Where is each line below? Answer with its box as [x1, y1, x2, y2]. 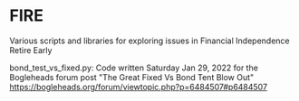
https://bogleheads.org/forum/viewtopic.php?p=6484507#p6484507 [9, 81, 268, 92]
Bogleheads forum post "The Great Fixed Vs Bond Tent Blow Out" [9, 71, 255, 82]
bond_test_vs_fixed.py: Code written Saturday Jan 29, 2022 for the [9, 62, 258, 73]
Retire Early [9, 44, 53, 55]
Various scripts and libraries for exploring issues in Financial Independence [9, 35, 290, 46]
